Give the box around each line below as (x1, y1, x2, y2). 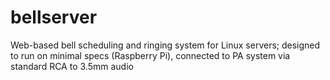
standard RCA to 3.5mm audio (10, 60, 134, 72)
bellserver (10, 6, 98, 29)
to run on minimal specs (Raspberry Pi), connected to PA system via (10, 49, 291, 61)
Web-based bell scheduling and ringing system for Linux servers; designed (10, 39, 321, 51)
